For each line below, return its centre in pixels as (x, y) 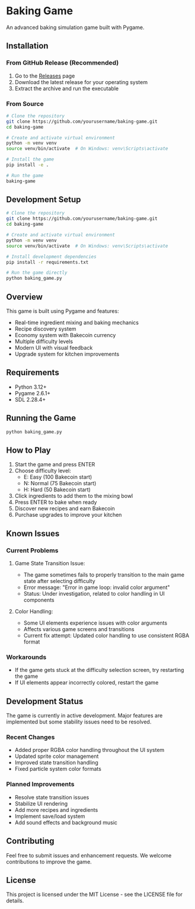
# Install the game (30, 159)
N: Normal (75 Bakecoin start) (60, 484)
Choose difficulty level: (43, 471)
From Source (25, 104)
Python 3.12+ (31, 387)
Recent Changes (31, 737)
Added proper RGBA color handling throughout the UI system (89, 750)
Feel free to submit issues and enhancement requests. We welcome (89, 855)
